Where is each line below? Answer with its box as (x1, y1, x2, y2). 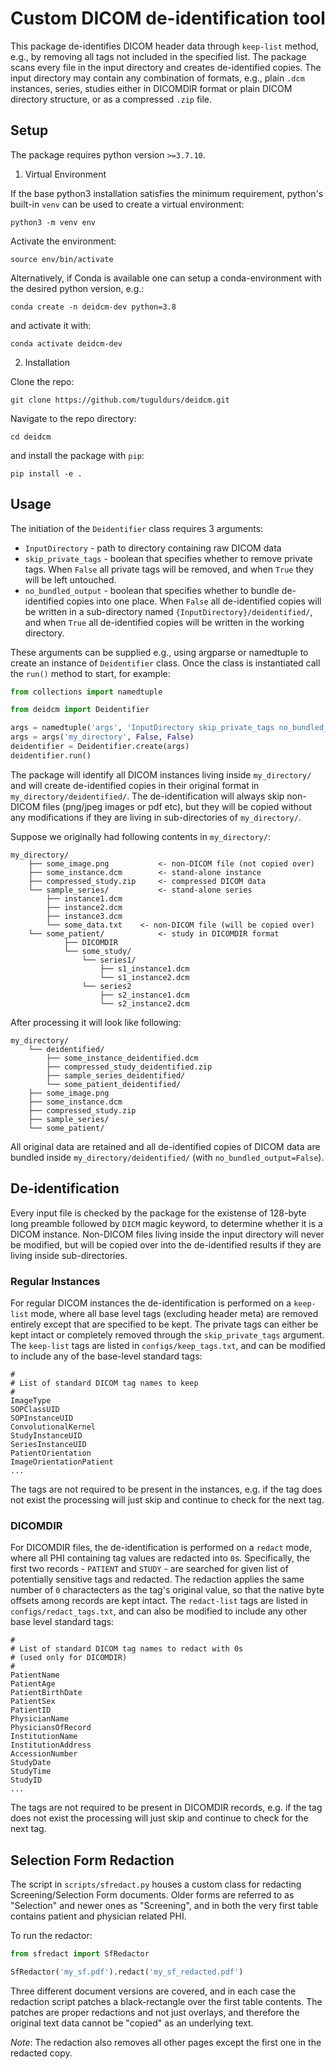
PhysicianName (10, 1714, 70, 1724)
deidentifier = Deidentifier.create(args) (10, 742, 190, 752)
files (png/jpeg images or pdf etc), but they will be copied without (42, 800, 313, 812)
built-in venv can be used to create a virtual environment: (10, 198, 245, 210)
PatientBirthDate (10, 1688, 83, 1698)
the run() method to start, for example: (10, 667, 171, 679)
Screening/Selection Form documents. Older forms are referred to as (10, 1889, 295, 1901)
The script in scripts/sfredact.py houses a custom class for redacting (10, 1878, 302, 1891)
